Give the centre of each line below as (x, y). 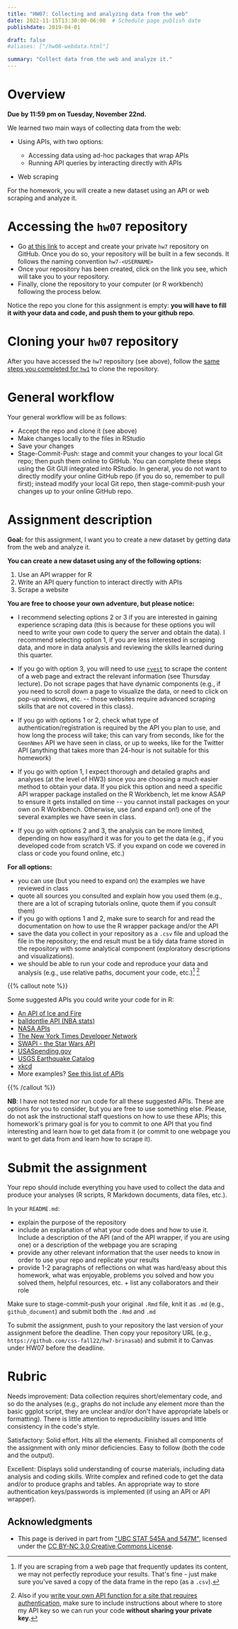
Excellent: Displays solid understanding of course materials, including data (116, 1469)
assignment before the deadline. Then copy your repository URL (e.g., (109, 1333)
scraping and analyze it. (42, 198)
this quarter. (35, 654)
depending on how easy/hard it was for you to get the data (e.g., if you (120, 838)
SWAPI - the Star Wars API (56, 1043)
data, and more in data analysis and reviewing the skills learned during (120, 647)
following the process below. (59, 291)
